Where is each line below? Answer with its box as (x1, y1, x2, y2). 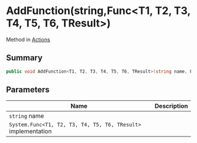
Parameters (6, 85, 50, 95)
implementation (9, 127, 52, 135)
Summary (6, 53, 43, 63)
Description (154, 102, 188, 110)
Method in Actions (6, 36, 50, 43)
